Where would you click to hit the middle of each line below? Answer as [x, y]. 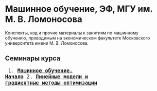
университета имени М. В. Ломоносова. [47, 43]
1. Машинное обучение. [40, 71]
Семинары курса [33, 59]
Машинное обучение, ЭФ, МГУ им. [79, 9]
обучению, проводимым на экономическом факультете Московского [78, 38]
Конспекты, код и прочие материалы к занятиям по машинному [72, 33]
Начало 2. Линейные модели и [47, 76]
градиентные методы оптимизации [51, 83]
